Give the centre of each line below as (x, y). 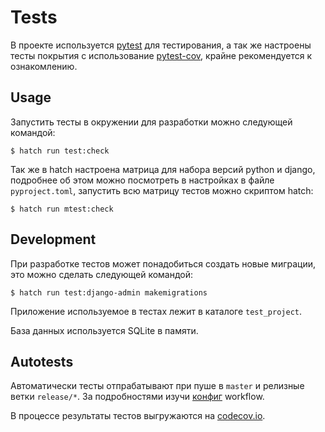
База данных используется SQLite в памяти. (104, 330)
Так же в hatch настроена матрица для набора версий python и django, (163, 169)
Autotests (42, 361)
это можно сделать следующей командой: (102, 274)
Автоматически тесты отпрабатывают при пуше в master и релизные (157, 386)
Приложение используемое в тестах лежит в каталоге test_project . (156, 311)
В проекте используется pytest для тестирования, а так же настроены (161, 45)
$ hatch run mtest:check (62, 209)
